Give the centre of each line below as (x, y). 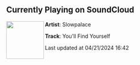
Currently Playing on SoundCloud (70, 10)
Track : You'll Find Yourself (78, 36)
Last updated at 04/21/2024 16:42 (87, 48)
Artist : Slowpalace (68, 24)
